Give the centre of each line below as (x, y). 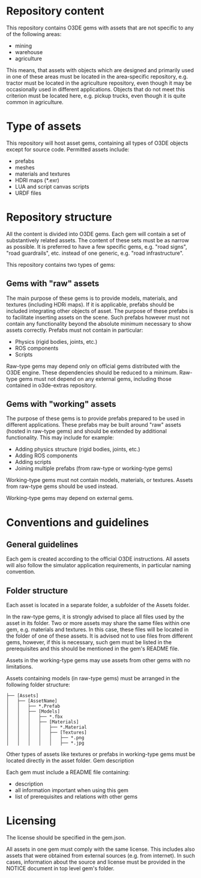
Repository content (55, 11)
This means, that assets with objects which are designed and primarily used (100, 70)
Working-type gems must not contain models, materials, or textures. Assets (100, 480)
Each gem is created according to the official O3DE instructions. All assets (98, 559)
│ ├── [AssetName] (32, 701)
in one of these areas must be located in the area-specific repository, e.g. (97, 76)
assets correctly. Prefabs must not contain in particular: (75, 330)
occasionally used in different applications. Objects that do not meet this (96, 89)
